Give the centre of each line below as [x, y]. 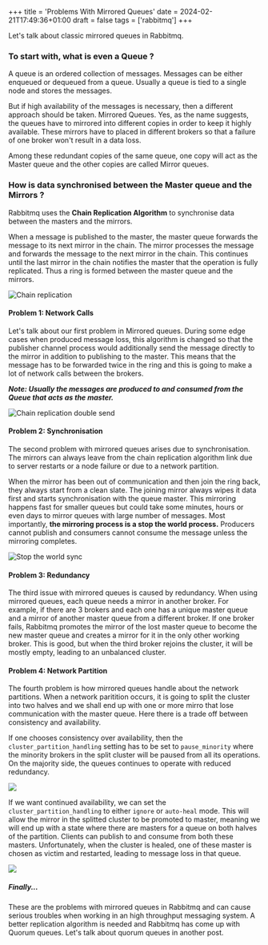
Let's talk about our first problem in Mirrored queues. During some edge [127, 331]
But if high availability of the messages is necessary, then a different [121, 107]
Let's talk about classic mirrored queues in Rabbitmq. [96, 36]
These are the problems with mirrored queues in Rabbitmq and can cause [130, 907]
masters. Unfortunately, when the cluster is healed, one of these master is [130, 845]
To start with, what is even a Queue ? [81, 56]
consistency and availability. [55, 722]
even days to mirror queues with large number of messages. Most [117, 515]
